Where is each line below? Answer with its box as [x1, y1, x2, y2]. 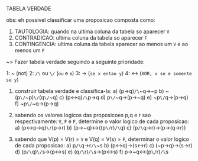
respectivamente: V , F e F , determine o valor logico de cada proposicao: [14, 118, 189, 125]
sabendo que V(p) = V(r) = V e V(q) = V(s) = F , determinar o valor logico [14, 136, 189, 143]
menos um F [14, 47, 45, 54]
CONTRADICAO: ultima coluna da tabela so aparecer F [14, 34, 148, 41]
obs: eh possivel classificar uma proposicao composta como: [6, 17, 155, 23]
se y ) [6, 76, 19, 83]
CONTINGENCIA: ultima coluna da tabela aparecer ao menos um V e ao [14, 41, 189, 47]
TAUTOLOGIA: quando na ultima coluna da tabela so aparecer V [14, 28, 170, 35]
